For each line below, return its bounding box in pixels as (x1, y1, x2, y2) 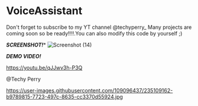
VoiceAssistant (6, 4, 83, 18)
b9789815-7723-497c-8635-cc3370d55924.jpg (6, 93, 123, 100)
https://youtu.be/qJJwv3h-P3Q (6, 64, 83, 71)
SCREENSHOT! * (6, 41, 46, 48)
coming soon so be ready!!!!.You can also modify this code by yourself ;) (6, 29, 183, 37)
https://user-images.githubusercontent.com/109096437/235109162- (6, 87, 173, 94)
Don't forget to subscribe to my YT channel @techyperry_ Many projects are (6, 24, 192, 31)
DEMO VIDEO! (6, 52, 41, 59)
